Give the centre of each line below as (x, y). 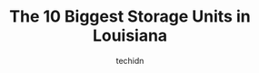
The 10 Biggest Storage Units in (130, 17)
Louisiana (130, 36)
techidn (130, 60)
